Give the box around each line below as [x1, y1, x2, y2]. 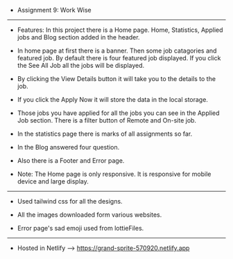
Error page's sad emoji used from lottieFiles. [17, 224, 144, 232]
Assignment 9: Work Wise [17, 6, 92, 14]
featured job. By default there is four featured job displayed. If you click [17, 54, 221, 62]
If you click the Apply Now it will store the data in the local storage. [17, 96, 208, 103]
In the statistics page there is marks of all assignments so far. [17, 129, 193, 138]
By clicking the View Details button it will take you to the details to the [17, 75, 216, 82]
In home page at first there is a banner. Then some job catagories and [17, 46, 217, 55]
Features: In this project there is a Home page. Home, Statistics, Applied [17, 26, 223, 34]
